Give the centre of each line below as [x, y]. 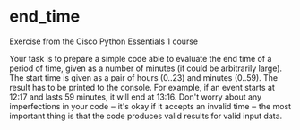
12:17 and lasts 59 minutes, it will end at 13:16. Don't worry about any [136, 97]
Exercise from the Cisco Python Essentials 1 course [104, 41]
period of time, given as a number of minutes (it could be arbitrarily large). [146, 68]
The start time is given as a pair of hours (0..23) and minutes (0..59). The [144, 77]
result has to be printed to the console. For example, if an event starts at [142, 87]
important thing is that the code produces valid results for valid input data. [146, 116]
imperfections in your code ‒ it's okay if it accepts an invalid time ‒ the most [150, 106]
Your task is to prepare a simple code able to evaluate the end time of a [141, 58]
